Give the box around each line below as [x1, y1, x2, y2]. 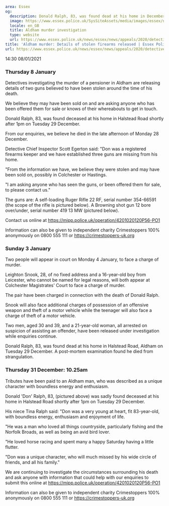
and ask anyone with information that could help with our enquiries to [5, 474, 149, 480]
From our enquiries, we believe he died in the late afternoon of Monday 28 [5, 131, 159, 137]
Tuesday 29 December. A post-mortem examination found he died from [5, 348, 153, 354]
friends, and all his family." [5, 459, 60, 465]
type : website [10, 32, 39, 37]
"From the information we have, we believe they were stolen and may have [5, 166, 160, 172]
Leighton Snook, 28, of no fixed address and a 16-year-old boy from [5, 271, 146, 278]
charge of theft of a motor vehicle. [5, 313, 76, 319]
